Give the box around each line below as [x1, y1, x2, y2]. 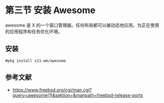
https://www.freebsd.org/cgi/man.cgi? [12, 86, 92, 93]
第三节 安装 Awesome [5, 5, 96, 16]
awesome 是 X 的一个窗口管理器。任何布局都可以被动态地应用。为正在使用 [5, 22, 159, 28]
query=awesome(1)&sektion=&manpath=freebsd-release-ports [12, 92, 143, 98]
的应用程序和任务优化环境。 [5, 28, 63, 34]
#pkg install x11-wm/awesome [5, 58, 66, 63]
